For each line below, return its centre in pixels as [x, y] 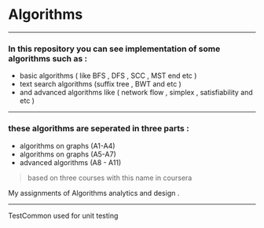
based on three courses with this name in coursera [110, 178]
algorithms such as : [48, 58]
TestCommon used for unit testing [63, 215]
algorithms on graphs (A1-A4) [67, 145]
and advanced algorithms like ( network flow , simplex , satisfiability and [136, 93]
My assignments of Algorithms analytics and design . [94, 193]
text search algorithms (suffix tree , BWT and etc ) [101, 84]
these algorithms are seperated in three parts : [99, 129]
